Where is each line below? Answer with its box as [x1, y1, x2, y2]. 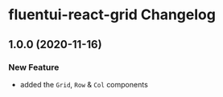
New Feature [8, 62, 60, 73]
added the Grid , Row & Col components [19, 79, 149, 89]
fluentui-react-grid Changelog [8, 6, 216, 24]
